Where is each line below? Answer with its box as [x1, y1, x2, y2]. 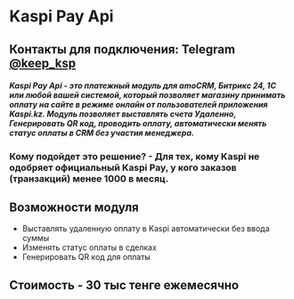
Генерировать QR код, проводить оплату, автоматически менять [9, 118, 267, 129]
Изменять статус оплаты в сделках [21, 242, 158, 253]
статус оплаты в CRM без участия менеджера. [9, 127, 194, 139]
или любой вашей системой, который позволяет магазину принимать [9, 90, 286, 101]
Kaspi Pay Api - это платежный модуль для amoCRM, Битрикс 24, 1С [9, 80, 276, 91]
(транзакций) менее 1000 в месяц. [9, 172, 169, 184]
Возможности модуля [9, 199, 140, 214]
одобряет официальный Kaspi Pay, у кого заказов [9, 161, 238, 174]
